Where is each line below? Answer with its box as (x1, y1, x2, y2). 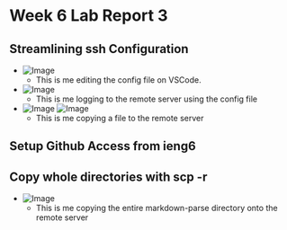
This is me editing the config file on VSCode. (35, 75, 202, 85)
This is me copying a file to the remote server (35, 113, 204, 123)
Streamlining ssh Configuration (9, 41, 189, 57)
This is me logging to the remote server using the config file (35, 93, 258, 104)
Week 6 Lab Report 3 (9, 5, 168, 26)
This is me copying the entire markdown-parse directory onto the (35, 203, 278, 214)
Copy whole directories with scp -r (9, 169, 208, 184)
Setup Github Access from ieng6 (9, 138, 196, 154)
